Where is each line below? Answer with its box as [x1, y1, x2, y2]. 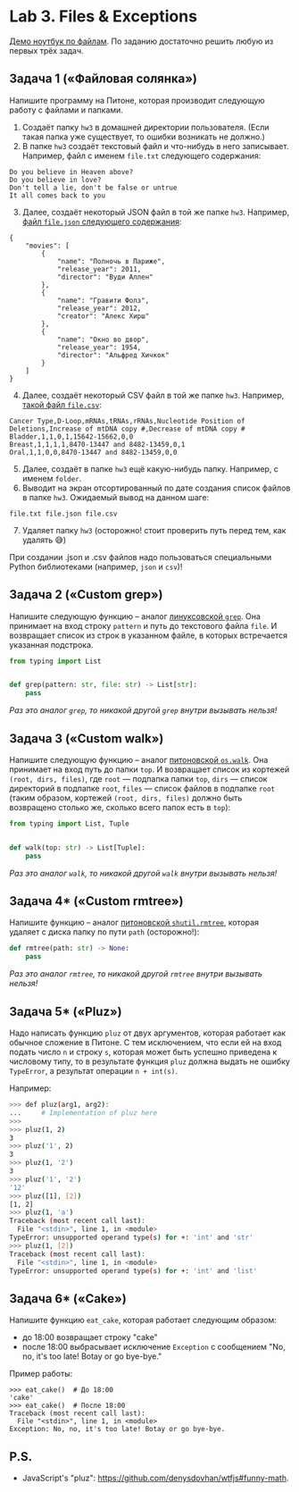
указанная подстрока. [9, 639, 94, 650]
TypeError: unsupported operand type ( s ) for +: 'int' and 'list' [9, 1266, 257, 1275]
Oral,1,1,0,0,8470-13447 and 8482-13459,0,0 [9, 448, 178, 457]
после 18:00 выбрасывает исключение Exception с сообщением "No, [21, 1342, 286, 1353]
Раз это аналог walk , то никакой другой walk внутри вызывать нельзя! [9, 868, 278, 878]
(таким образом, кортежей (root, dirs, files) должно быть [9, 792, 243, 803]
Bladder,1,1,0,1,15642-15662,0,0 [9, 432, 134, 441]
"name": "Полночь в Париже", [56, 256, 166, 265]
